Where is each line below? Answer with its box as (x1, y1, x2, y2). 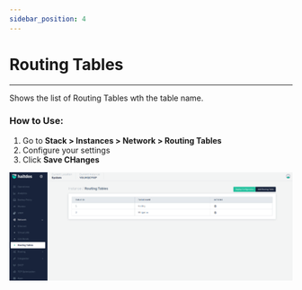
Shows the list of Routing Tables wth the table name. (9, 92, 204, 103)
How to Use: (9, 115, 64, 127)
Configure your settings (22, 145, 111, 155)
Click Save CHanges (22, 154, 100, 165)
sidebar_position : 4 (9, 14, 87, 23)
